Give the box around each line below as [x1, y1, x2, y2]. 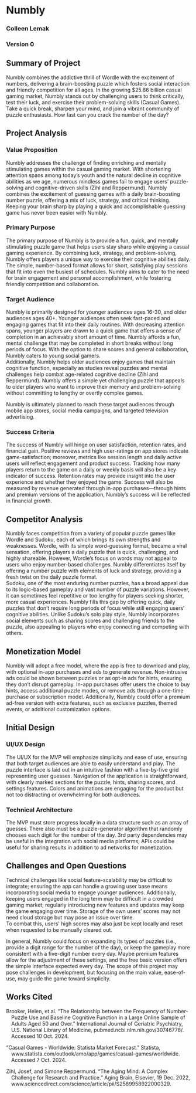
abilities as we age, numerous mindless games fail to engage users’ [6, 178, 169, 185]
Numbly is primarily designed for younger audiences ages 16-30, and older [6, 308, 187, 315]
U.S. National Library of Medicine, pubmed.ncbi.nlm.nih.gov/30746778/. [11, 1026, 184, 1033]
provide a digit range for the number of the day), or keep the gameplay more [6, 943, 190, 951]
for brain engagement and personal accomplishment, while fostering [6, 274, 171, 281]
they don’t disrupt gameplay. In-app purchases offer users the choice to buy [6, 681, 190, 688]
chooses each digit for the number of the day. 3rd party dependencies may [6, 831, 188, 839]
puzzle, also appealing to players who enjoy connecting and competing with [6, 623, 190, 630]
